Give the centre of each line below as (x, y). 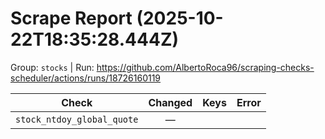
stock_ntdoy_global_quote (77, 119)
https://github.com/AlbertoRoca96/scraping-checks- (205, 67)
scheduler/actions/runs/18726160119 (86, 78)
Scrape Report (71, 18)
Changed (170, 102)
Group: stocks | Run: (52, 67)
